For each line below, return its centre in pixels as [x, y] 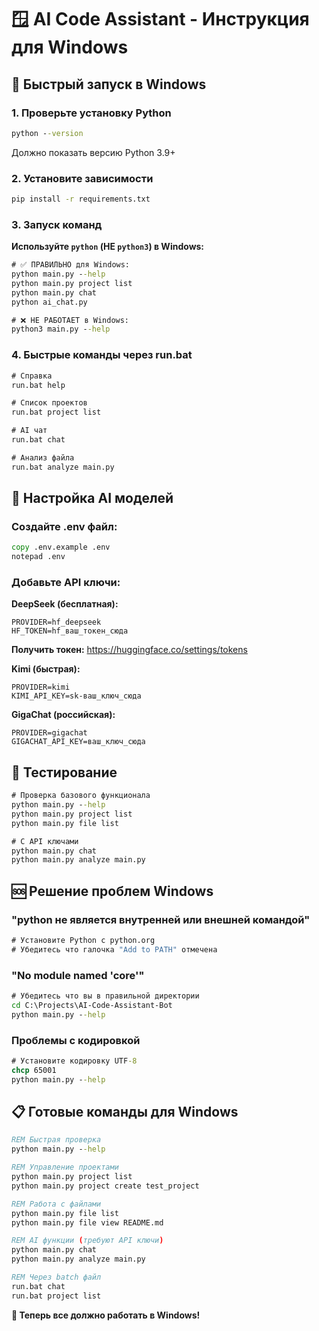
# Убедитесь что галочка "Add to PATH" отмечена [114, 949]
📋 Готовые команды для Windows [125, 1111]
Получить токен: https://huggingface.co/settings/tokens [129, 650]
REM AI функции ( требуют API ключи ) [87, 1241]
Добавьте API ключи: [66, 582]
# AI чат [29, 431]
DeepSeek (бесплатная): [65, 604]
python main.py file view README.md [87, 1222]
